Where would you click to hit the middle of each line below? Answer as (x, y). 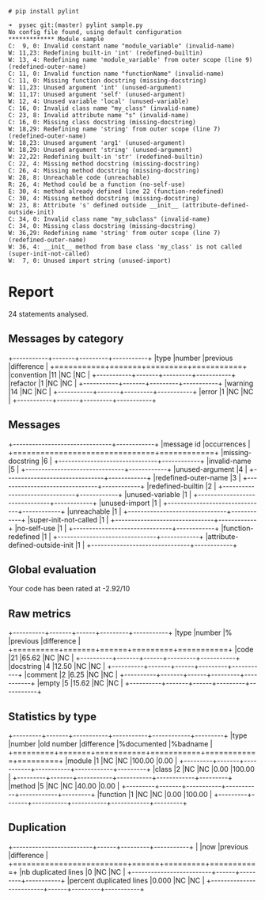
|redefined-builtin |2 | (182, 486)
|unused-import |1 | (130, 503)
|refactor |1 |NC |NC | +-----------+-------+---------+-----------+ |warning (131, 383)
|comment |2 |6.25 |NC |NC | (71, 675)
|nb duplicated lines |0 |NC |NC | (72, 872)
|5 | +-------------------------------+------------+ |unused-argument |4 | (128, 469)
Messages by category (66, 339)
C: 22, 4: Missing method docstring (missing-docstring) (104, 164)
